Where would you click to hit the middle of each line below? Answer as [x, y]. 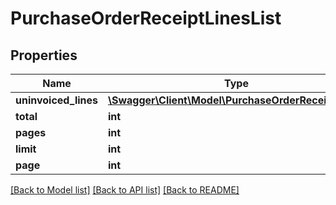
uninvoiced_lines [56, 100]
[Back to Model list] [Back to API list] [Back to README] [125, 190]
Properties [44, 55]
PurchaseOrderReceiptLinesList [146, 18]
